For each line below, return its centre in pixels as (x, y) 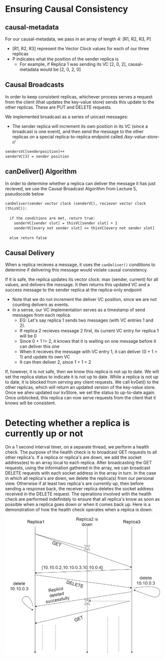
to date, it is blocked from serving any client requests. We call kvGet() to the (82, 382)
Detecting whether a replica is (68, 423)
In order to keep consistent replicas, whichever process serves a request (79, 96)
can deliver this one (40, 346)
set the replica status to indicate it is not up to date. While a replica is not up (82, 377)
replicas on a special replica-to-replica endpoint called (68, 137)
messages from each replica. (41, 315)
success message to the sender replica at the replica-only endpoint (73, 290)
